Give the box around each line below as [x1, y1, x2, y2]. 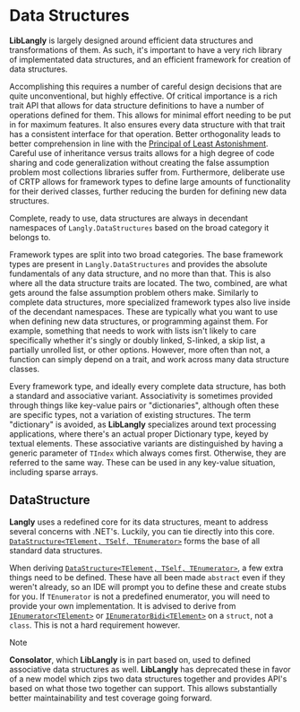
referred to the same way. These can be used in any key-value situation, [9, 456, 276, 467]
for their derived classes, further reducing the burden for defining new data [9, 186, 287, 196]
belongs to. [9, 231, 51, 242]
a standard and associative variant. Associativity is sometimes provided [9, 390, 273, 401]
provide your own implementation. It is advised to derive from [9, 600, 236, 611]
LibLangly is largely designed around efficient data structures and [9, 35, 253, 46]
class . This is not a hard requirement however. [9, 620, 181, 630]
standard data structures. [9, 544, 103, 556]
